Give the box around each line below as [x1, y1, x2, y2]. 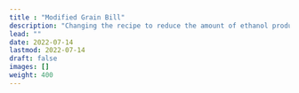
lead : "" [9, 29, 42, 38]
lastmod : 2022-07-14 [9, 46, 86, 55]
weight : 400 [9, 71, 53, 80]
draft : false [9, 54, 58, 63]
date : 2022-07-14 [9, 37, 74, 47]
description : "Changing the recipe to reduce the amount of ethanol [9, 21, 269, 30]
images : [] [9, 63, 50, 72]
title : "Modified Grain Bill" [9, 12, 125, 22]
